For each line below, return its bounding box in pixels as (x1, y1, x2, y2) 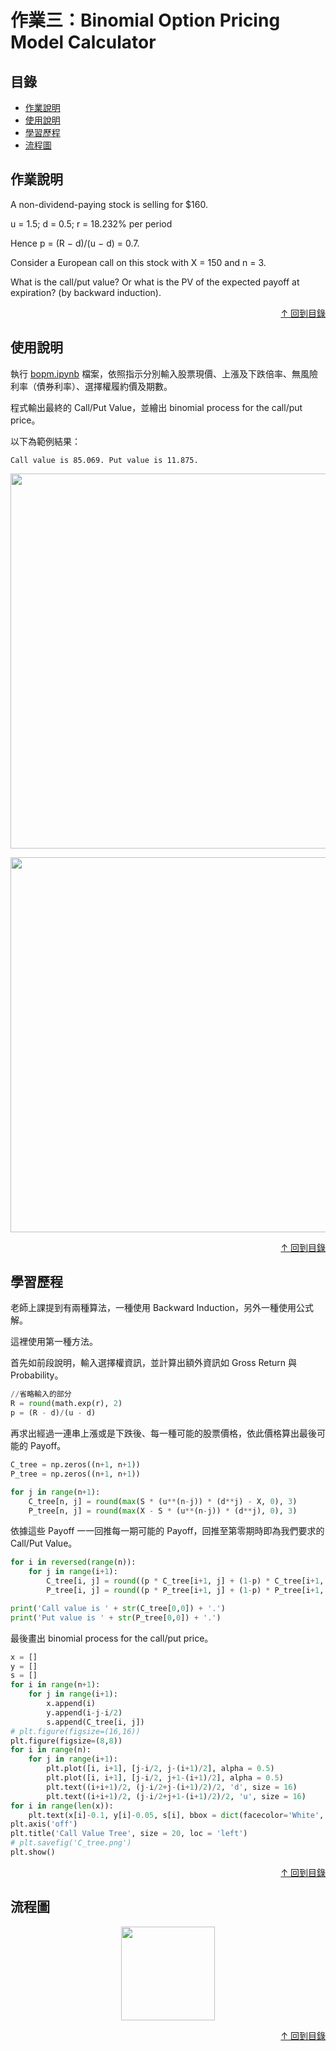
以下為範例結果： (10, 435, 81, 447)
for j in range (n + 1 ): (10, 1487, 101, 1497)
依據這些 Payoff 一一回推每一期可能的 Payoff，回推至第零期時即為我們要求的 (10, 1525, 325, 1537)
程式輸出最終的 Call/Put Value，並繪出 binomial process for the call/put (10, 401, 303, 413)
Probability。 (10, 1369, 64, 1381)
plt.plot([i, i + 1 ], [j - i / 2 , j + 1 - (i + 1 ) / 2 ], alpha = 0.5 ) (46, 1773, 284, 1783)
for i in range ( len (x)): (10, 1801, 114, 1811)
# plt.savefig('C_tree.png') (10, 1838, 132, 1848)
